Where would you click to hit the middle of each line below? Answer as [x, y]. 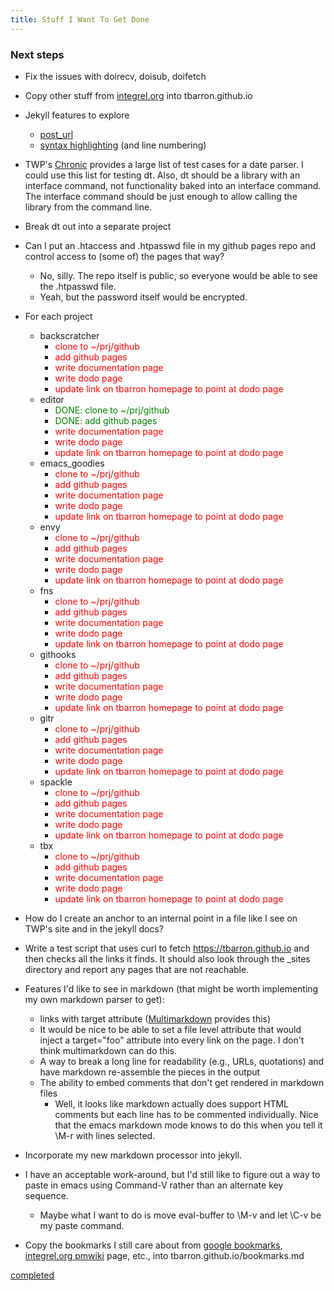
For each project [58, 316]
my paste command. [82, 1225]
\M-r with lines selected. [105, 1135]
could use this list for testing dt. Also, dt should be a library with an [162, 175]
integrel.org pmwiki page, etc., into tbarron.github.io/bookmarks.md [164, 1255]
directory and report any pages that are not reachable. [137, 969]
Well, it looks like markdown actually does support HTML [172, 1103]
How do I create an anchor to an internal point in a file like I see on [161, 918]
